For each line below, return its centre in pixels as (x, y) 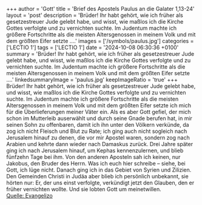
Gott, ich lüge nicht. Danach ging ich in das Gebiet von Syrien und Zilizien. (99, 170)
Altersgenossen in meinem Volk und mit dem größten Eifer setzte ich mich (99, 105)
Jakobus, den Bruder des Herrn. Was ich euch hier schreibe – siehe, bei (96, 163)
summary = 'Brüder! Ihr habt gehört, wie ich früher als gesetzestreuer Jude (100, 54)
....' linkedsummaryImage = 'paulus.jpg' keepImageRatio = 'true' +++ (92, 79)
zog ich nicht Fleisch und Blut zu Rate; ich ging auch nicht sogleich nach (97, 131)
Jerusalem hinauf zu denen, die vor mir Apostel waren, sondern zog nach (98, 138)
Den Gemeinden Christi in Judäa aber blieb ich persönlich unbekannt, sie (98, 176)
